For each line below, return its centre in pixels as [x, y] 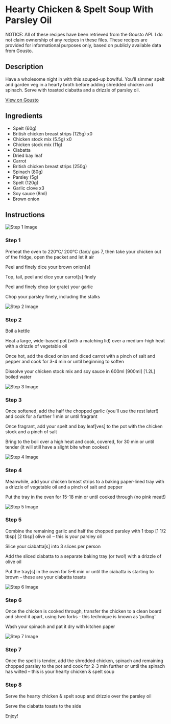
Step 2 [14, 319]
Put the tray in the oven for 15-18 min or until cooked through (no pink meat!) [86, 497]
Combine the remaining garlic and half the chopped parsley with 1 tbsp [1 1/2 [86, 531]
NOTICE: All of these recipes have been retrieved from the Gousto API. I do [84, 34]
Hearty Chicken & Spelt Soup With [79, 9]
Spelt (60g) [25, 128]
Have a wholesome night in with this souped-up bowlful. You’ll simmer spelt [85, 79]
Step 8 [14, 685]
